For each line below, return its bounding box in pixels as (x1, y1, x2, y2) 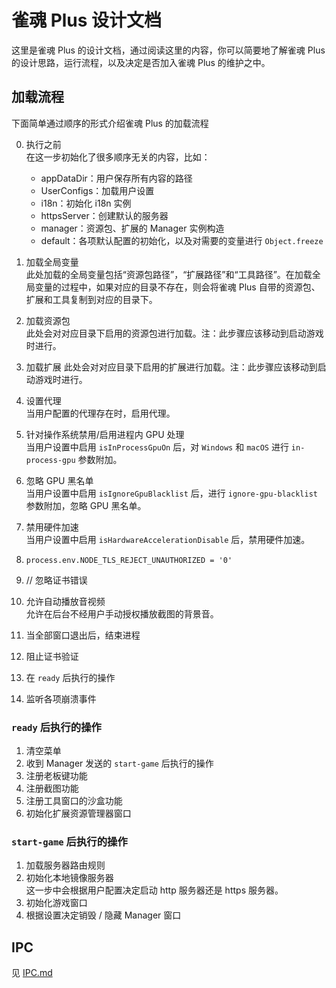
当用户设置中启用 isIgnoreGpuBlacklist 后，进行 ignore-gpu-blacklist (25, 487, 318, 499)
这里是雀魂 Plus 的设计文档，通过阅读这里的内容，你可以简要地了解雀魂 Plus (11, 44, 326, 56)
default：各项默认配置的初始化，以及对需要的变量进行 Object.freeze (40, 234, 324, 246)
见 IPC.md (11, 967, 53, 979)
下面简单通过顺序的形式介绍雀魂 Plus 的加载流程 (11, 117, 209, 129)
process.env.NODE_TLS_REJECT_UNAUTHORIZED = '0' (25, 555, 233, 565)
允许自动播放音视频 (25, 595, 106, 607)
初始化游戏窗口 (25, 897, 88, 909)
